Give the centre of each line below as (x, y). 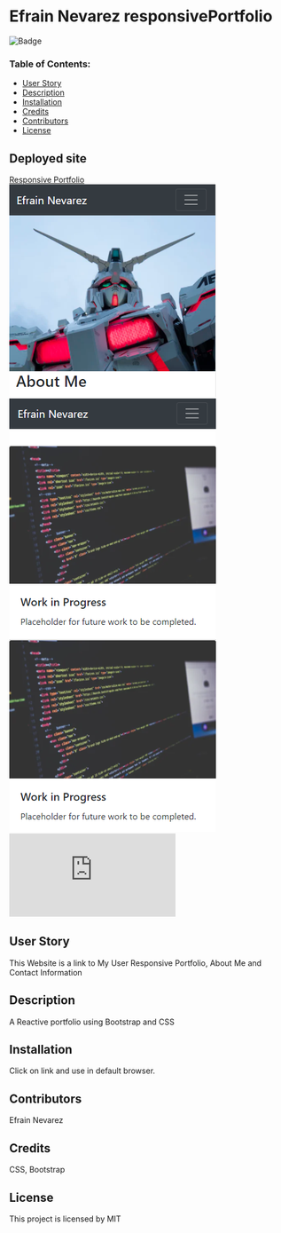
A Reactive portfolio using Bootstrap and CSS (92, 1022)
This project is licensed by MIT (65, 1219)
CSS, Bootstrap (37, 1170)
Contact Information (46, 972)
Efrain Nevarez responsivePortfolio (141, 16)
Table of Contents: (50, 64)
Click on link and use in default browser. (82, 1071)
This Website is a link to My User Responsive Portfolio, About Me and (136, 963)
